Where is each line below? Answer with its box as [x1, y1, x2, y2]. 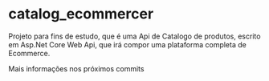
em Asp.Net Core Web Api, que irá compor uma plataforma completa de [8, 39, 247, 49]
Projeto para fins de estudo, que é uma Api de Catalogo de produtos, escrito [8, 31, 261, 41]
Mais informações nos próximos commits [8, 63, 145, 73]
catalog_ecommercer [8, 5, 154, 23]
